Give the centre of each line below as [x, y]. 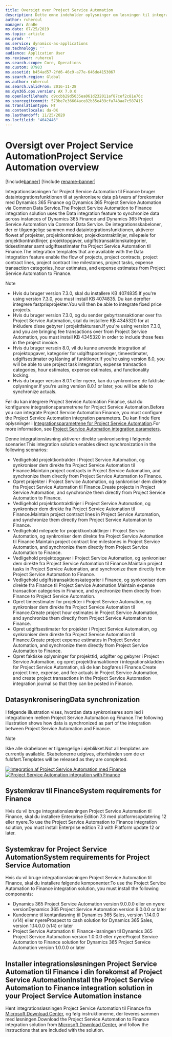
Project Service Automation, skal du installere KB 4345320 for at [81, 320]
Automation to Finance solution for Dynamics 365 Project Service [82, 942]
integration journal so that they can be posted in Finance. [73, 683]
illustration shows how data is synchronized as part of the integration [78, 723]
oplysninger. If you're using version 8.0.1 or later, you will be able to [83, 386]
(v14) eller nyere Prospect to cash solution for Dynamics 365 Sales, [83, 920]
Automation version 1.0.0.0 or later [49, 948]
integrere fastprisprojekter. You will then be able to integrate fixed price [87, 304]
